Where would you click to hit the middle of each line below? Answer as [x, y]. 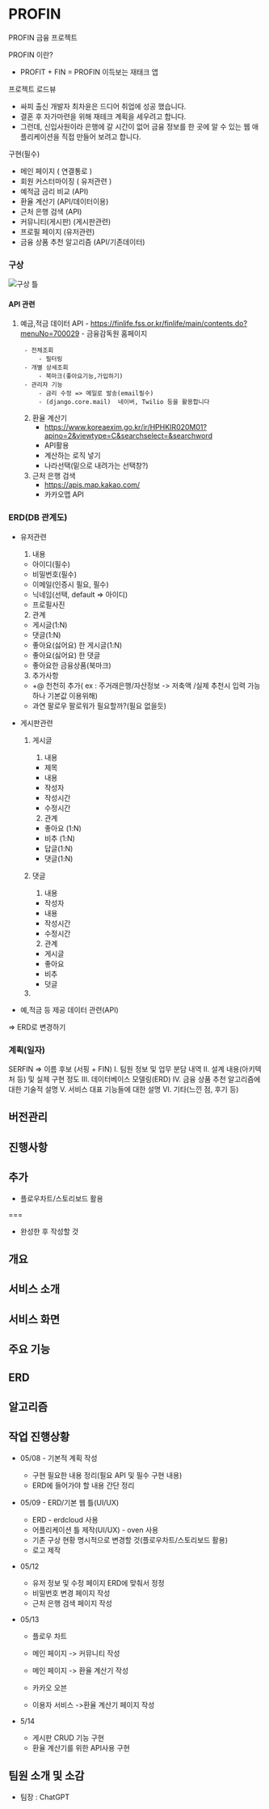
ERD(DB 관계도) [38, 517]
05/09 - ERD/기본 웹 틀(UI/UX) [69, 1502]
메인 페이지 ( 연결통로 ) [56, 171]
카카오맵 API [64, 495]
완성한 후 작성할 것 [49, 1231]
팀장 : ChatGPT [45, 1797]
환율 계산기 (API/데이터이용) [64, 201]
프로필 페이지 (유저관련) [57, 231]
